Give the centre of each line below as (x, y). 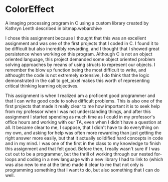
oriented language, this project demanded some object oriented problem (80, 59)
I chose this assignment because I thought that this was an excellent (76, 38)
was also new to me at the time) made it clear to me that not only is (74, 164)
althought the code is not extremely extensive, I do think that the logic (77, 75)
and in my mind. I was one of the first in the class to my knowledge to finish (83, 143)
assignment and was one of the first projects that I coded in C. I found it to (82, 43)
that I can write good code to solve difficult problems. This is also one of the (84, 100)
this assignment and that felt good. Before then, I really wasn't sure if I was (82, 148)
